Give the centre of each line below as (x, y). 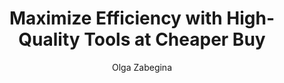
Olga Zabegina (142, 67)
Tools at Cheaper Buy (174, 39)
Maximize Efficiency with (115, 18)
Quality (49, 39)
